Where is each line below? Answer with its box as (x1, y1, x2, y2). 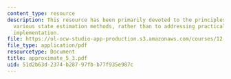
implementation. (13, 29, 60, 36)
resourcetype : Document (7, 49, 76, 56)
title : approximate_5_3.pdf (7, 55, 88, 62)
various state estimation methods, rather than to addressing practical (13, 23, 226, 30)
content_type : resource (7, 10, 76, 17)
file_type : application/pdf (7, 42, 88, 49)
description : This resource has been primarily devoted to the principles (7, 16, 226, 23)
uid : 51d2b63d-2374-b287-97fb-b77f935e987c (7, 61, 134, 68)
